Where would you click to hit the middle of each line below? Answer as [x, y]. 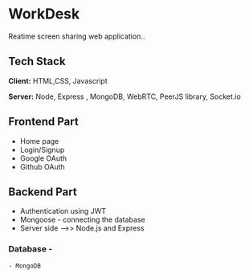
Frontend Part [43, 122]
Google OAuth [43, 158]
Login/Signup [42, 149]
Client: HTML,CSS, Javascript [58, 80]
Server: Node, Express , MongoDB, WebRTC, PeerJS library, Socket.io [124, 96]
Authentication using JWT [63, 211]
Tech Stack [37, 61]
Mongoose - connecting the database [83, 220]
